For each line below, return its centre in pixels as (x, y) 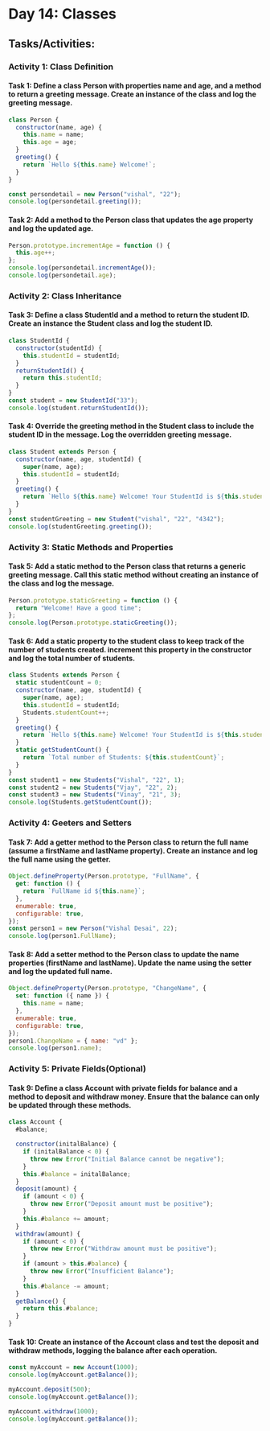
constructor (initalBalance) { (66, 1144)
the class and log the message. (61, 583)
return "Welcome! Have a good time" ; (79, 608)
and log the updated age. (51, 228)
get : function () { (48, 884)
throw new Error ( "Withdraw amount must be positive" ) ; (123, 1249)
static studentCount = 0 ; (59, 683)
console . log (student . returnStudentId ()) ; (79, 408)
